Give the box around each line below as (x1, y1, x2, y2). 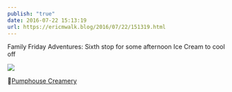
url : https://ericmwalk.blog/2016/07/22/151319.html (7, 23, 166, 30)
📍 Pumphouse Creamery (7, 77, 77, 85)
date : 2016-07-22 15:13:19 (7, 17, 87, 24)
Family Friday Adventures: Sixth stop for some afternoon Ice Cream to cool (7, 43, 225, 51)
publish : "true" (7, 10, 55, 18)
